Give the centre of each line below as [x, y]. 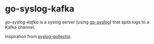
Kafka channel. [20, 27]
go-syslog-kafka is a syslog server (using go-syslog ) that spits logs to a [77, 22]
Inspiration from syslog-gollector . [38, 36]
